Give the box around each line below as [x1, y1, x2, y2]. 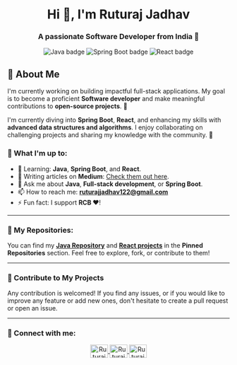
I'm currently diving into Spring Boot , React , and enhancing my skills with [7, 116, 221, 124]
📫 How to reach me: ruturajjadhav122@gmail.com [17, 187, 169, 196]
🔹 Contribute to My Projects [7, 272, 104, 282]
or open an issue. [7, 304, 58, 313]
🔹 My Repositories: [7, 225, 74, 235]
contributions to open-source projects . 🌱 [7, 102, 128, 110]
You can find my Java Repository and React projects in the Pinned [7, 241, 203, 250]
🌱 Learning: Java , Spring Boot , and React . [17, 164, 142, 173]
